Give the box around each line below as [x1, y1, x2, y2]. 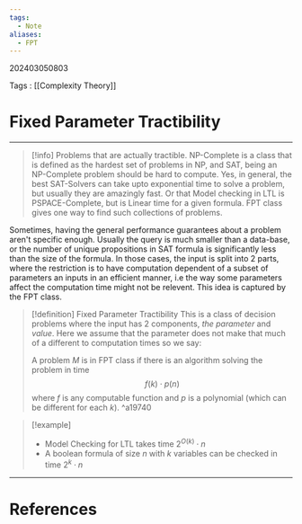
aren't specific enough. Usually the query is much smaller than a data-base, [9, 235, 290, 245]
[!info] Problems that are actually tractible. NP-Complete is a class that [31, 150, 292, 161]
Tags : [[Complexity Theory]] [9, 80, 117, 91]
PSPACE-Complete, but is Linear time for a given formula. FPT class [31, 198, 283, 209]
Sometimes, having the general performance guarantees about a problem [9, 225, 281, 235]
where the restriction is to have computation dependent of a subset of [9, 262, 269, 274]
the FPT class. [9, 291, 63, 302]
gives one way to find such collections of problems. [31, 208, 223, 218]
